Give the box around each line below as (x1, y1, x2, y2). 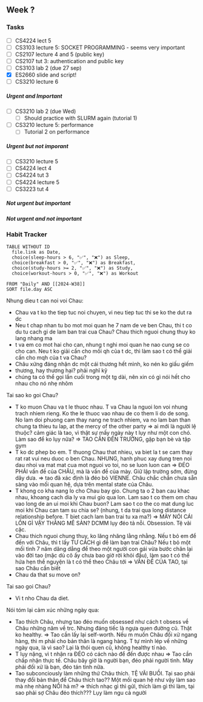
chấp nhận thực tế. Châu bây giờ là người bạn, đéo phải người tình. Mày (15, 657, 194, 664)
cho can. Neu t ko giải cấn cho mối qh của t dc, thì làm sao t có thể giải (15, 347, 192, 355)
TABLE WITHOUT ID (6, 244, 50, 250)
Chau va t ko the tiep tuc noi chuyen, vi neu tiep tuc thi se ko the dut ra (15, 309, 192, 316)
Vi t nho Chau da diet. (15, 595, 70, 602)
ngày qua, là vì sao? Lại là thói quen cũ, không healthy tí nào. (15, 644, 168, 652)
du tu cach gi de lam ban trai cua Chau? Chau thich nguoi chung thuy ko (15, 328, 196, 336)
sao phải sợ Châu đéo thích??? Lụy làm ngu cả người (15, 689, 147, 697)
